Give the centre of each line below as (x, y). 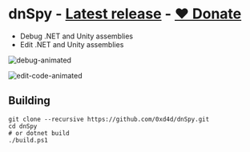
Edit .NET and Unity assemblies (72, 44)
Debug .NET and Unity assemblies (77, 36)
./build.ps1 (28, 140)
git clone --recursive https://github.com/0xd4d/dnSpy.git (109, 119)
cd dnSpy (23, 126)
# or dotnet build (39, 133)
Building (29, 101)
